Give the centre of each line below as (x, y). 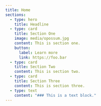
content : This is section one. (47, 43)
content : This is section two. (47, 72)
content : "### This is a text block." (55, 95)
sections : (16, 15)
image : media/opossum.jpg (42, 39)
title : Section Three (37, 81)
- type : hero (24, 19)
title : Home (18, 10)
